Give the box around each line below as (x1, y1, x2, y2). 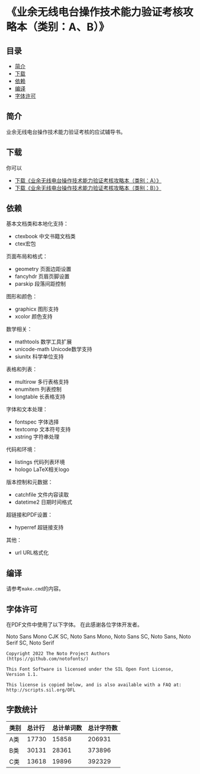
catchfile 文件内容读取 (14, 491, 69, 498)
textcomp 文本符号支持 (14, 426, 71, 433)
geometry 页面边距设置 (14, 266, 72, 273)
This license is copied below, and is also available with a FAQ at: (6, 682, 182, 688)
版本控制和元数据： (6, 479, 53, 486)
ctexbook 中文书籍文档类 (14, 233, 76, 240)
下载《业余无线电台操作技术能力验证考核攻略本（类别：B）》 (14, 184, 161, 191)
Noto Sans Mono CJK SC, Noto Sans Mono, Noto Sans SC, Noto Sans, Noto (6, 633, 191, 640)
